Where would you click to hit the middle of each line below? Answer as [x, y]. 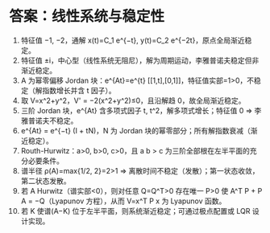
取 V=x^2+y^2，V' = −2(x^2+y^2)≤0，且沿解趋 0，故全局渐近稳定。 [133, 100]
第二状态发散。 [46, 181]
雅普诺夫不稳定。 [49, 121]
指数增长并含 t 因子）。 [79, 90]
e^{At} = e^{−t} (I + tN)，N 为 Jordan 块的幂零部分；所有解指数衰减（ [135, 130]
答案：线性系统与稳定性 [87, 16]
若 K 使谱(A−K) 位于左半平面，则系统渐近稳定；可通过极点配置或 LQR [135, 211]
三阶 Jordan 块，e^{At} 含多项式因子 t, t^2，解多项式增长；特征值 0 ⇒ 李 [141, 110]
